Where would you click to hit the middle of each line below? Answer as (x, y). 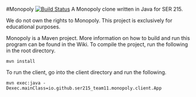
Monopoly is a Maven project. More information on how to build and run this (98, 38)
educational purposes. (33, 27)
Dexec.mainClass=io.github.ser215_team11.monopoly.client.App (84, 88)
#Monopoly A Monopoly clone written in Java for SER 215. (95, 9)
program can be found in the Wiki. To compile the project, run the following (97, 44)
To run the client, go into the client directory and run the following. (86, 72)
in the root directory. (31, 51)
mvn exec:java (24, 83)
